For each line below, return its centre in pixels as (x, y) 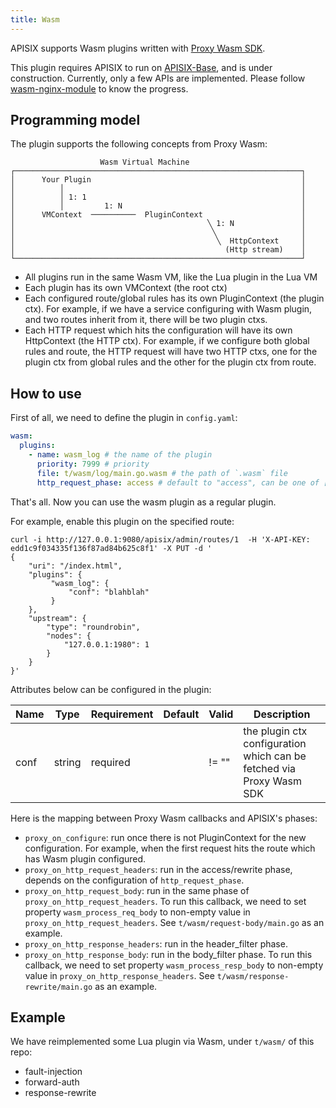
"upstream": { (57, 618)
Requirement (122, 714)
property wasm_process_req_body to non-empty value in (137, 912)
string (67, 762)
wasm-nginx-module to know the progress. (99, 88)
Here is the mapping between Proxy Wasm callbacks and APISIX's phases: (164, 818)
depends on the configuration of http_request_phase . (134, 880)
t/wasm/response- (253, 976)
